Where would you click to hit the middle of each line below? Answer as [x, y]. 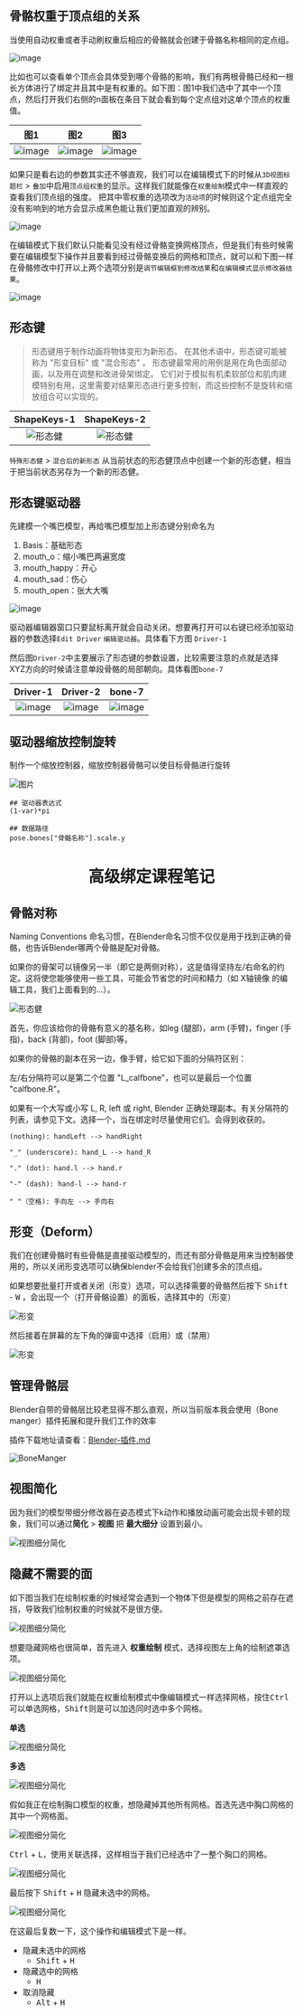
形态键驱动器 [45, 503]
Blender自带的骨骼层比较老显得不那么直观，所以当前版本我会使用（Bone [144, 1409]
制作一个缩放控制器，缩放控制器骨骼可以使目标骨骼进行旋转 [120, 765]
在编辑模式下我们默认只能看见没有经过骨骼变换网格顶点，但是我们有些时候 [147, 245]
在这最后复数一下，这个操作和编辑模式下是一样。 [100, 1931]
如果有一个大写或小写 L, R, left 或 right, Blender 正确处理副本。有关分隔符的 [149, 1108]
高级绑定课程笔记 [151, 877]
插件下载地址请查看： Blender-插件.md [80, 1440]
